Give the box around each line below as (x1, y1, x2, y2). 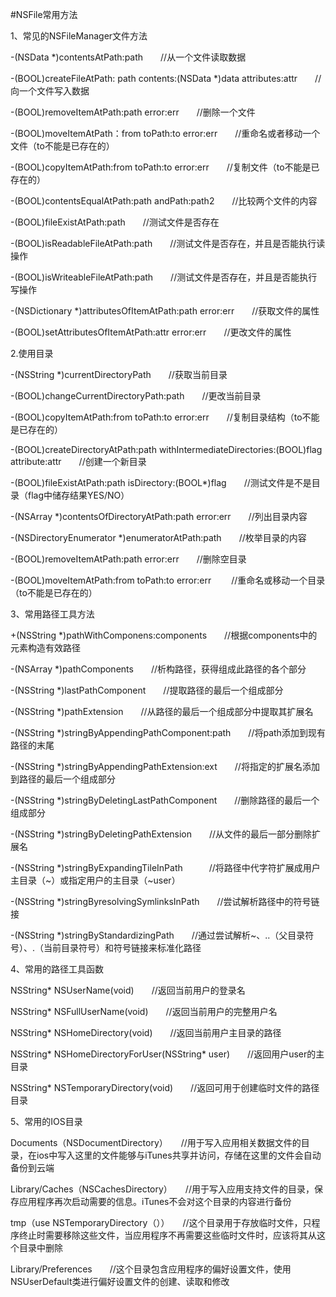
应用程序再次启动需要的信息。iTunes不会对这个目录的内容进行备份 (18, 1196, 292, 1207)
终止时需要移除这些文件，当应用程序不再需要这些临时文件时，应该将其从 (18, 1229, 317, 1241)
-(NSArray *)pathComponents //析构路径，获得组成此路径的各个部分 (10, 663, 307, 675)
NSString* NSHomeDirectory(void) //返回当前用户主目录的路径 (10, 1027, 282, 1038)
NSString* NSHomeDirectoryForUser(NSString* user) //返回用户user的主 (10, 1048, 325, 1060)
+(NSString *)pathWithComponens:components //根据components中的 (10, 629, 318, 641)
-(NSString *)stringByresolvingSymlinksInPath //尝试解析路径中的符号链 (10, 896, 320, 907)
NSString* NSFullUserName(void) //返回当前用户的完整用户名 (10, 1006, 278, 1017)
